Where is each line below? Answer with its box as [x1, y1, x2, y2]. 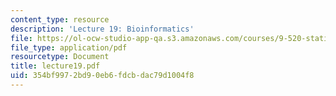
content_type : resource [10, 14, 110, 25]
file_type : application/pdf [10, 42, 128, 53]
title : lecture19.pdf [10, 61, 101, 71]
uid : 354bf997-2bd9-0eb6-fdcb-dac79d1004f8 [10, 71, 195, 81]
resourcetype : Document [10, 52, 110, 62]
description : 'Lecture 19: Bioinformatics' [10, 24, 195, 34]
